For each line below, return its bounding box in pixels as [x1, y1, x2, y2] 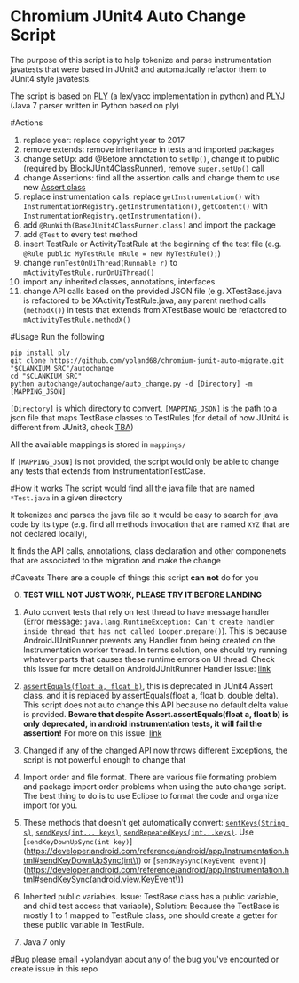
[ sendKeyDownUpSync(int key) [22, 835, 130, 846]
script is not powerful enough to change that [22, 754, 186, 765]
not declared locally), [10, 528, 88, 539]
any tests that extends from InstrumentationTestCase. [10, 465, 207, 476]
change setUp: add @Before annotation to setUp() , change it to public [22, 153, 279, 164]
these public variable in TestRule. [22, 919, 145, 930]
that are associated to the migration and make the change [10, 555, 221, 565]
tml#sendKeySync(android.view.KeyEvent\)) [22, 874, 185, 884]
